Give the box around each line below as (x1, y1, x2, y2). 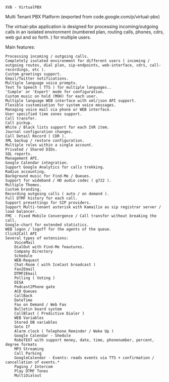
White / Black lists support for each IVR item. (5, 125, 109, 130)
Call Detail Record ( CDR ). (5, 134, 67, 139)
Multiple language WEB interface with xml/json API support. (5, 98, 137, 103)
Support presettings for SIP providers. (5, 200, 92, 205)
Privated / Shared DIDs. (5, 147, 58, 152)
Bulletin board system (14, 307, 62, 312)
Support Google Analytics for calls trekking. (5, 165, 105, 170)
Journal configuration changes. (5, 129, 73, 134)
